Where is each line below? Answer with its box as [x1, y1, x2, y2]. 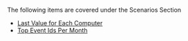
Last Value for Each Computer [17, 19, 103, 27]
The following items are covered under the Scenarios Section [7, 6, 182, 14]
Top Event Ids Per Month [17, 27, 88, 34]
